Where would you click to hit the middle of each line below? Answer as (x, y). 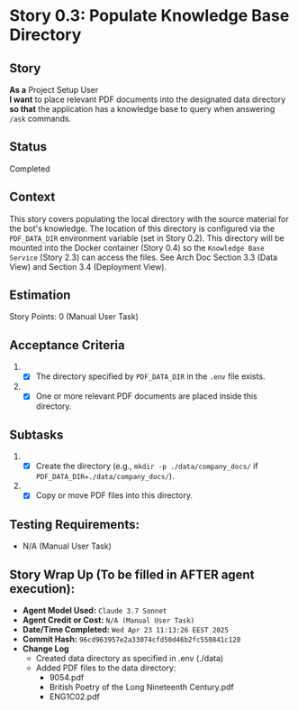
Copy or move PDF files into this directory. (114, 495)
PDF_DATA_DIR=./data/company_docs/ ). (105, 476)
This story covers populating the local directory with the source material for (149, 218)
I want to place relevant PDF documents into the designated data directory (148, 99)
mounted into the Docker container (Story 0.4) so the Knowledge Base (137, 247)
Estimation (40, 295)
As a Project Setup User (54, 90)
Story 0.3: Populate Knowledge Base (149, 16)
